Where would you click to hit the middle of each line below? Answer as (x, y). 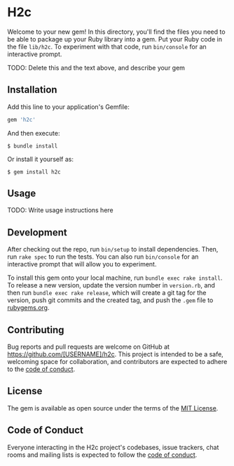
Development (37, 232)
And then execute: (34, 133)
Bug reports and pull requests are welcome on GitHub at (89, 347)
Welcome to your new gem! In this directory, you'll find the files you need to (116, 32)
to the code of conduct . (41, 369)
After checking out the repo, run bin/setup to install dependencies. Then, (113, 250)
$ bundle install (33, 146)
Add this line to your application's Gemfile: (68, 107)
